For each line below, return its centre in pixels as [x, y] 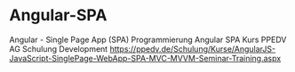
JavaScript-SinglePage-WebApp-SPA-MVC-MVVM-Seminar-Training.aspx [145, 58]
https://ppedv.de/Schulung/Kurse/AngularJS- [193, 48]
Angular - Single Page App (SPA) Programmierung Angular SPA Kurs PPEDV [148, 40]
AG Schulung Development [59, 48]
